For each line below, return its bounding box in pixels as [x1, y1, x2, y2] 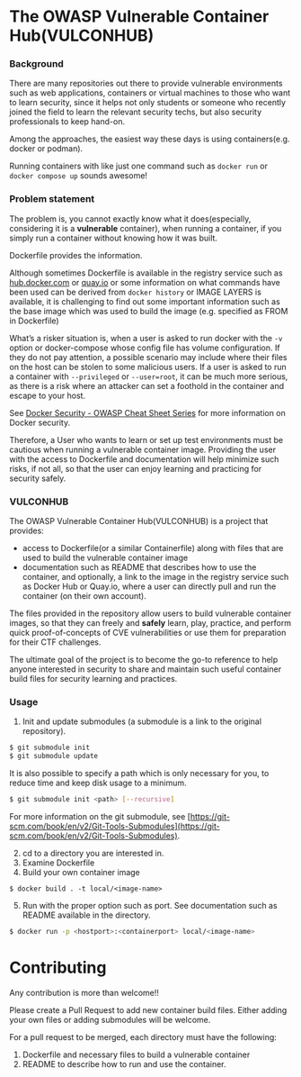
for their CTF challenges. [9, 637, 102, 647]
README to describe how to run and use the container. [22, 1058, 226, 1069]
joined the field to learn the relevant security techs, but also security [9, 106, 262, 118]
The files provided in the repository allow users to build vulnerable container [9, 608, 292, 619]
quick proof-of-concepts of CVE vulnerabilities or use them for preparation [9, 628, 287, 638]
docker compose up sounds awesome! [9, 170, 148, 181]
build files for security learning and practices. [9, 674, 178, 684]
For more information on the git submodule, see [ [9, 811, 191, 821]
